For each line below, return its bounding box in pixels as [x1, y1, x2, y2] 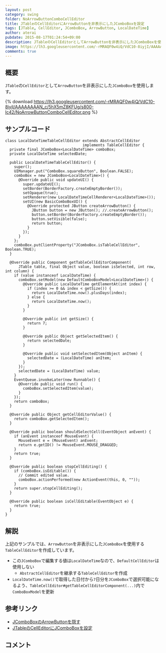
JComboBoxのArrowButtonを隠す [12, 619, 81, 625]
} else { [27, 295, 45, 300]
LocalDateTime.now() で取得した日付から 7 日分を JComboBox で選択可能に [12, 576, 155, 582]
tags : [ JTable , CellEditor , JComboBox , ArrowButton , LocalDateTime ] [5, 26, 149, 31]
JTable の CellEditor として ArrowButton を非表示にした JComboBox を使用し [5, 82, 150, 88]
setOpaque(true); [23, 191, 58, 196]
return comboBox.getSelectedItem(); [14, 417, 90, 422]
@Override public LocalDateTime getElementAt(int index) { [23, 282, 147, 287]
